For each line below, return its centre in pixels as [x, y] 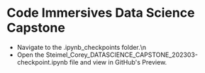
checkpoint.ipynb [42, 62]
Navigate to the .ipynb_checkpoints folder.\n [82, 47]
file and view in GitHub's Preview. [118, 62]
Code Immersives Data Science [101, 13]
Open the [31, 55]
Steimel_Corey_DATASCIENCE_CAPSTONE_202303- [122, 55]
